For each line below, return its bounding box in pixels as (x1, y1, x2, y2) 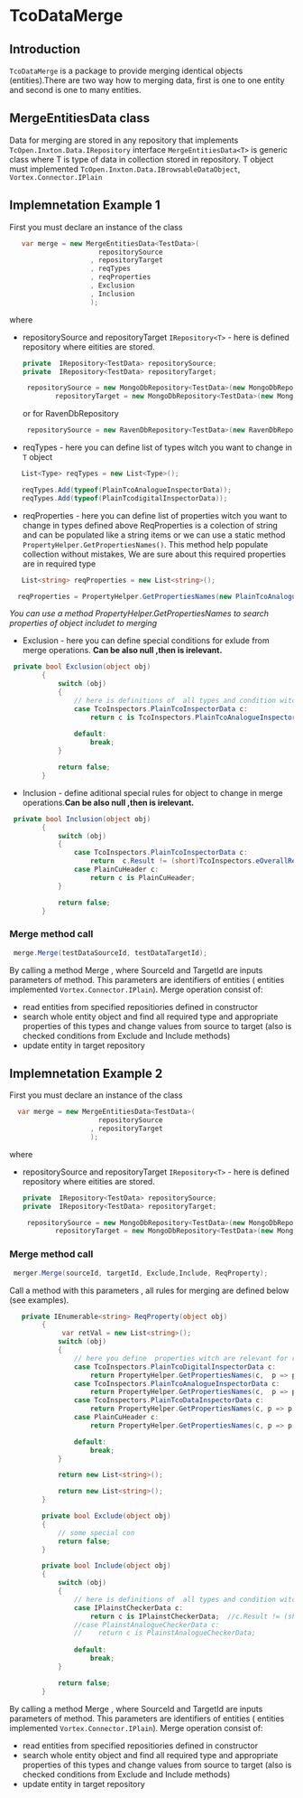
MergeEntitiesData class (9, 110, 151, 126)
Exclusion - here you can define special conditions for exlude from (22, 635, 271, 646)
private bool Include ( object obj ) (41, 1561, 171, 1570)
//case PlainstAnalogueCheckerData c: (73, 1620, 220, 1629)
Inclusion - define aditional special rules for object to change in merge (22, 787, 283, 798)
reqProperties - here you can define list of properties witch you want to (22, 510, 288, 520)
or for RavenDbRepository (22, 408, 119, 419)
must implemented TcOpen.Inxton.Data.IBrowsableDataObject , (9, 164, 241, 174)
